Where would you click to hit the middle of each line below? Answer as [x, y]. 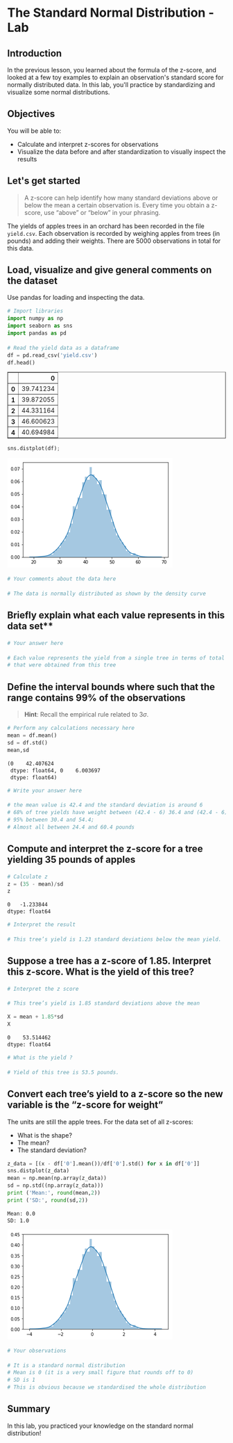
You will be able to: [34, 131]
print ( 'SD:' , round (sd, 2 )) [48, 1200]
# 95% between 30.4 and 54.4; [51, 820]
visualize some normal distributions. [59, 92]
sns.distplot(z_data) [38, 1171]
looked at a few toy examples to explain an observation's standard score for [115, 77]
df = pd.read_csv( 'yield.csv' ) [52, 355]
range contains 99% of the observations [96, 697]
